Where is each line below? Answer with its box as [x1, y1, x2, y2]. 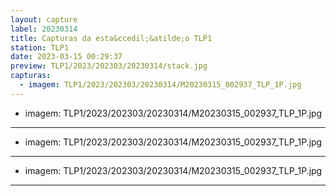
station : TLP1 [10, 42, 70, 53]
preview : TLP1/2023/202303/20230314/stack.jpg [10, 61, 208, 71]
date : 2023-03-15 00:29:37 [10, 52, 123, 62]
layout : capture [10, 14, 78, 25]
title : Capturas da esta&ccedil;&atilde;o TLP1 [10, 33, 213, 43]
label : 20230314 [10, 24, 78, 34]
